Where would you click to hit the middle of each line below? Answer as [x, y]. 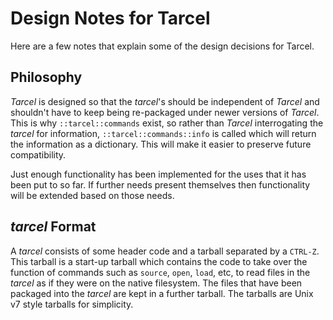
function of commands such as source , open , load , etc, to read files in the [160, 272]
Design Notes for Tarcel [110, 18]
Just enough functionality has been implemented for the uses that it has [158, 174]
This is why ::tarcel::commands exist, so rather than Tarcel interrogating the [167, 123]
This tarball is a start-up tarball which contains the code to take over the [159, 261]
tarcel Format [53, 227]
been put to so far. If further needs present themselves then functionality [160, 184]
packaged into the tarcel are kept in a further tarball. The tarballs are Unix [162, 293]
